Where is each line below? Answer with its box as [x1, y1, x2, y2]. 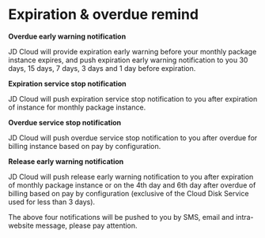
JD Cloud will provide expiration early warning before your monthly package [8, 46, 257, 56]
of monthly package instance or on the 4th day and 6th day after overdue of [8, 180, 256, 190]
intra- [236, 212, 255, 221]
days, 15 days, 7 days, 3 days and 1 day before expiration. [8, 63, 196, 73]
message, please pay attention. [35, 221, 138, 230]
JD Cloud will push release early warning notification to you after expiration [8, 172, 254, 181]
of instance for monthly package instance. [8, 102, 146, 112]
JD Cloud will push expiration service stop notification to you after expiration [8, 94, 258, 103]
